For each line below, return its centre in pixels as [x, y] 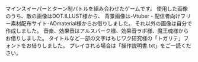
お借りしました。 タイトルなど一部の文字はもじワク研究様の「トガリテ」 [95, 38]
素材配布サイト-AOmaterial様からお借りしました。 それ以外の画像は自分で [101, 23]
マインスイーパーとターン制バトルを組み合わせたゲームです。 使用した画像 [97, 9]
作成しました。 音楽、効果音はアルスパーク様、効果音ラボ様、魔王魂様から [97, 31]
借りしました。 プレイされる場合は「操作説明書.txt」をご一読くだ [111, 45]
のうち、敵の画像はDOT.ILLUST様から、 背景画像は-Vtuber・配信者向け [93, 16]
